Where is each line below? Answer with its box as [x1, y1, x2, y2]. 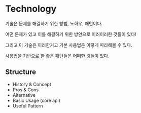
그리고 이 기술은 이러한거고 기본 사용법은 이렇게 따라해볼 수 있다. [5, 42, 133, 48]
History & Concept [12, 81, 52, 87]
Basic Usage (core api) [12, 97, 61, 103]
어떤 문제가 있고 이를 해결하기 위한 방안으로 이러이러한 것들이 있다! [5, 31, 136, 37]
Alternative [12, 92, 36, 98]
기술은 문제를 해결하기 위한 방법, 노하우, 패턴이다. [5, 20, 103, 26]
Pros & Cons [12, 87, 39, 93]
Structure [5, 68, 37, 77]
